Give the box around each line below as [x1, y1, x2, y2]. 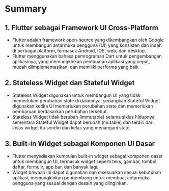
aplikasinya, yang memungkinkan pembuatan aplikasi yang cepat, [12, 59, 151, 64]
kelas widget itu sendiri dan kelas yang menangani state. [12, 124, 131, 130]
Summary [5, 3, 47, 15]
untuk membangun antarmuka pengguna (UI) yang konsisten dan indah [12, 42, 162, 48]
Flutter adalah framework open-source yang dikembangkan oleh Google [12, 37, 164, 43]
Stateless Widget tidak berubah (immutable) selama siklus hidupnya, [12, 114, 156, 120]
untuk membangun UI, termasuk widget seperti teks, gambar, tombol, [12, 158, 158, 165]
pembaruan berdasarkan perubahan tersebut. [12, 108, 108, 115]
